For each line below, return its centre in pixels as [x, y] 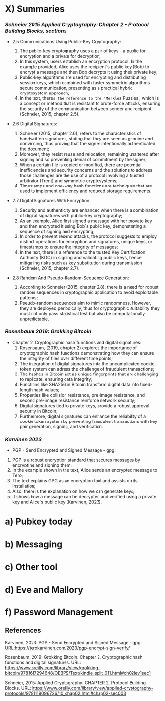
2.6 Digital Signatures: [35, 124]
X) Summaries [35, 9]
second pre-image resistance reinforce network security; [78, 400]
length [26, 390]
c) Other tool [31, 567]
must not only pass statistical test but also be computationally [82, 314]
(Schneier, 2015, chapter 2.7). [49, 268]
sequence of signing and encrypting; [57, 232]
